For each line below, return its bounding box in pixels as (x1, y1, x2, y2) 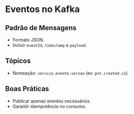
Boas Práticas (5, 84, 49, 93)
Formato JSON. (12, 37, 44, 43)
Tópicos (5, 57, 31, 65)
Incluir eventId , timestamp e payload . (12, 42, 87, 48)
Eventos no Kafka (5, 4, 80, 15)
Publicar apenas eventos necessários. (12, 98, 91, 104)
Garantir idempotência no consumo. (12, 103, 86, 109)
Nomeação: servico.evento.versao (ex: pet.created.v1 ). (12, 70, 129, 76)
